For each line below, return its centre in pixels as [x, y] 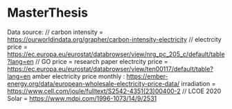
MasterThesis [48, 13]
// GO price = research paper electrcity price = [101, 61]
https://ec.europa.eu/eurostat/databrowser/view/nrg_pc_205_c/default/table [116, 54]
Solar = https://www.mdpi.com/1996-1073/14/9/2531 [82, 98]
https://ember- [147, 76]
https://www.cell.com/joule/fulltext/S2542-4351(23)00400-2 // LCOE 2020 [114, 91]
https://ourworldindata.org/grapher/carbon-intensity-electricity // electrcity [114, 39]
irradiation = [198, 83]
